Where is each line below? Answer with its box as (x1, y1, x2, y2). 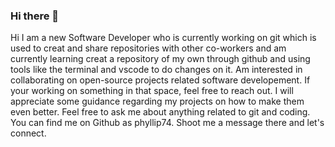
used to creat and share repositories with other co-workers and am (10, 42, 287, 54)
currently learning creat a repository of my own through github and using (10, 53, 311, 65)
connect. (10, 127, 47, 139)
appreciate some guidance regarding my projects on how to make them (10, 95, 305, 108)
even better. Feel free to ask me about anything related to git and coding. (10, 106, 311, 118)
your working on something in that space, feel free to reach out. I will (10, 85, 294, 97)
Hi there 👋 (10, 9, 60, 23)
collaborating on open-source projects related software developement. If (10, 74, 311, 86)
